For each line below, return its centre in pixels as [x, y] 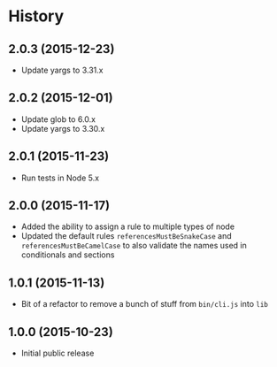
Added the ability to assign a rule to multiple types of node [128, 226]
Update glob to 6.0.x [58, 119]
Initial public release [58, 353]
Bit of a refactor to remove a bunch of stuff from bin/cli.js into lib [145, 304]
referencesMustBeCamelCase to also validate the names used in [134, 246]
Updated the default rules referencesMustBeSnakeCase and [126, 236]
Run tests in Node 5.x [60, 178]
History [36, 16]
